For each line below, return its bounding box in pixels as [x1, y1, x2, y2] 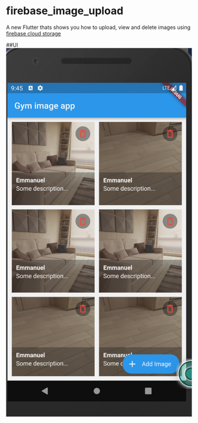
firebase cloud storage [6, 30, 61, 37]
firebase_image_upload [6, 4, 124, 18]
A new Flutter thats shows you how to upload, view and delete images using [6, 24, 191, 31]
